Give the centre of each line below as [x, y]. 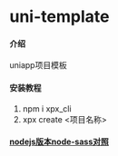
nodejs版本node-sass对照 [59, 141]
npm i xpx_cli [47, 108]
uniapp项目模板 [38, 65]
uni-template [59, 17]
